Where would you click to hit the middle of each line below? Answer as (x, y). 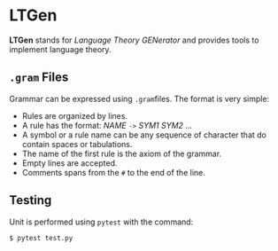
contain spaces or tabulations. (77, 144)
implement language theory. (61, 49)
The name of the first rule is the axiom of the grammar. (122, 153)
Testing (31, 200)
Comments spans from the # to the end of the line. (113, 172)
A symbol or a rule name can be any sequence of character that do (144, 135)
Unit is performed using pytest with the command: (101, 222)
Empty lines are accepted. (69, 163)
